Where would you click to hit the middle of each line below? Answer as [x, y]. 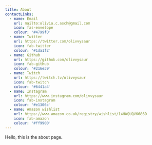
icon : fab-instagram [35, 101]
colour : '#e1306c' [32, 105]
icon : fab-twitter [32, 46]
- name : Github [25, 55]
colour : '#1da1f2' [32, 50]
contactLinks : [19, 14]
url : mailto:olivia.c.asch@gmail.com [52, 23]
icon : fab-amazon [31, 118]
